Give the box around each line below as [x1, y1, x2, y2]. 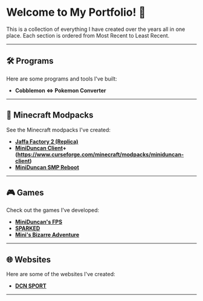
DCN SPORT [14, 282, 47, 289]
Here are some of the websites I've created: [6, 271, 116, 278]
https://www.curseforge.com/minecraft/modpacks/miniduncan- [17, 151, 184, 158]
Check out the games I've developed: [6, 207, 100, 214]
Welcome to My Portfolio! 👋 [6, 5, 146, 19]
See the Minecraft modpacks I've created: [6, 126, 111, 133]
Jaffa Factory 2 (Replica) [14, 137, 79, 145]
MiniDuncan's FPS [14, 218, 62, 226]
